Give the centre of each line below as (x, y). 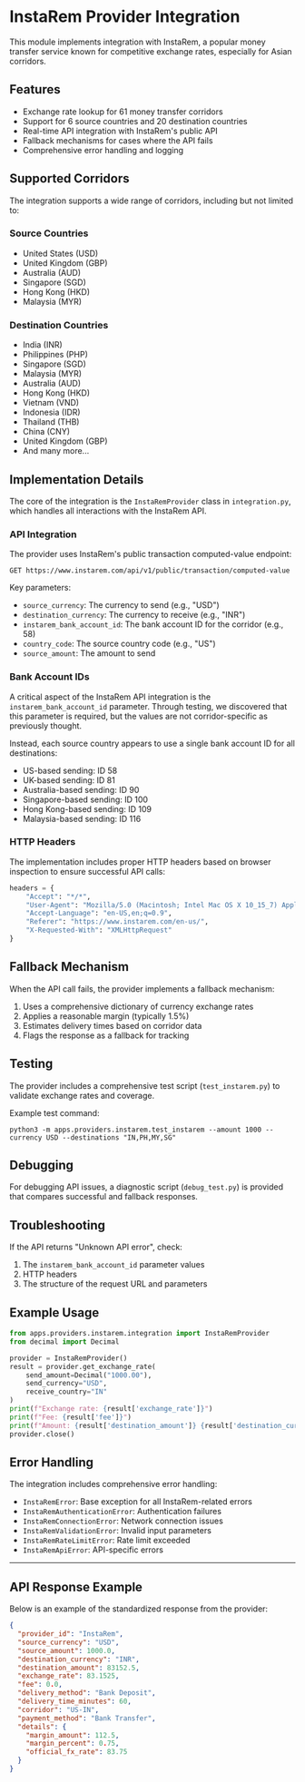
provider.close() (42, 1434)
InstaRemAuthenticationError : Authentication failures (122, 1512)
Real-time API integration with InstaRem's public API (120, 131)
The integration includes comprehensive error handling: (113, 1484)
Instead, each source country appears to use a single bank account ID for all (152, 743)
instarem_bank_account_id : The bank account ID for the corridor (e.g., (153, 624)
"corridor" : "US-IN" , (59, 1709)
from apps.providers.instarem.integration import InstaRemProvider (140, 1334)
